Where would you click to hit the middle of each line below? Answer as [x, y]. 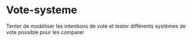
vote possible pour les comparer [45, 32]
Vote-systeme [42, 10]
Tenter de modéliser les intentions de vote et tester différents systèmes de [96, 26]
